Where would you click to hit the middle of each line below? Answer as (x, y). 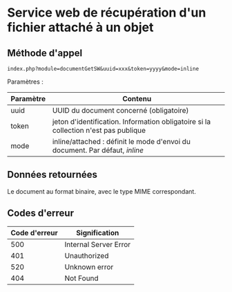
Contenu (137, 99)
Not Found (81, 278)
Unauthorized (87, 255)
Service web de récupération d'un (107, 13)
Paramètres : (25, 82)
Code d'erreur (35, 232)
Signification (97, 232)
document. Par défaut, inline (98, 150)
